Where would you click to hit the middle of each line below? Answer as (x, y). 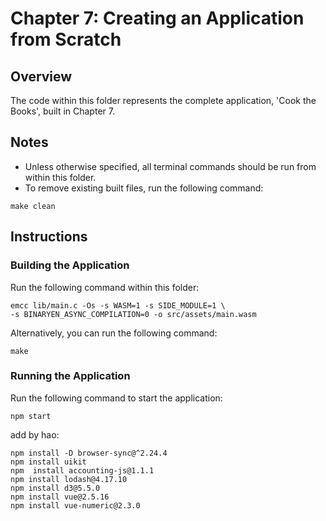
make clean (33, 206)
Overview (41, 76)
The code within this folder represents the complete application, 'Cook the (163, 100)
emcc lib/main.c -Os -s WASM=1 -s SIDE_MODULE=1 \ (118, 305)
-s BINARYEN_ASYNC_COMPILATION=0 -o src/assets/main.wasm (133, 314)
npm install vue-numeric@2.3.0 (75, 505)
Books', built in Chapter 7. (62, 111)
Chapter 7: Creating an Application (157, 18)
